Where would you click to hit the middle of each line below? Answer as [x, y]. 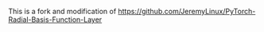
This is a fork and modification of [62, 11]
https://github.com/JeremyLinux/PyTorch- [187, 11]
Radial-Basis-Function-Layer [55, 20]
